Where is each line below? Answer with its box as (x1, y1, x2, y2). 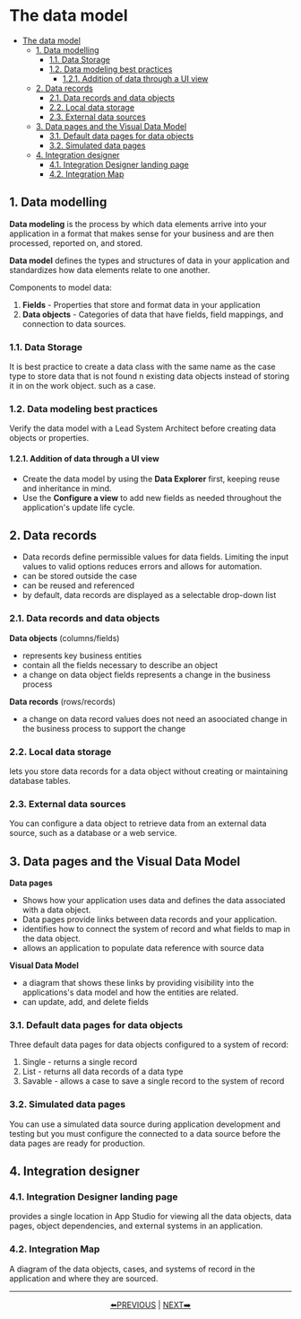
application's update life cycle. (21, 502, 136, 513)
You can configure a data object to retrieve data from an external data (9, 818, 267, 829)
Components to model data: (9, 282, 112, 293)
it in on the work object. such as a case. (9, 381, 157, 391)
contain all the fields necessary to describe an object (21, 659, 219, 670)
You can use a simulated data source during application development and (9, 1119, 280, 1130)
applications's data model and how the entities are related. (21, 987, 239, 998)
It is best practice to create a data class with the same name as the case (9, 361, 276, 373)
